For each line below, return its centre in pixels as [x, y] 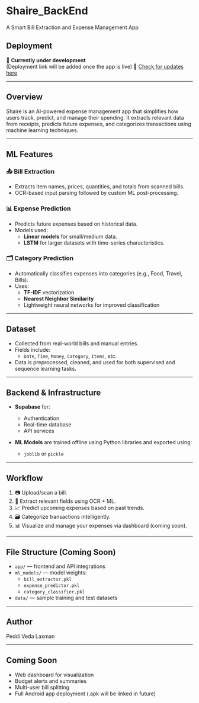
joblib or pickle [44, 454]
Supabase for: [32, 407]
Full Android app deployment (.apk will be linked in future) [85, 694]
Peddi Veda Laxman [31, 636]
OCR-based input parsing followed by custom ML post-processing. [97, 193]
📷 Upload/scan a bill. [41, 493]
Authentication [41, 418]
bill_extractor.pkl [48, 580]
